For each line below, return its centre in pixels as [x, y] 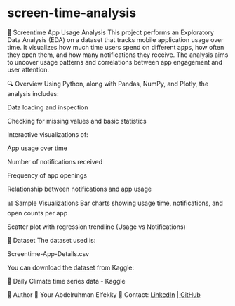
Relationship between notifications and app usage [80, 189]
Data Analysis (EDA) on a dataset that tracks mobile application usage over [115, 39]
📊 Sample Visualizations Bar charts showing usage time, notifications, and [115, 203]
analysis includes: [33, 93]
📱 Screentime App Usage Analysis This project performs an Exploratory [110, 32]
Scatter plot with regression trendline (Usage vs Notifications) [96, 227]
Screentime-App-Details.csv [48, 253]
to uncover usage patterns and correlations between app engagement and [115, 62]
